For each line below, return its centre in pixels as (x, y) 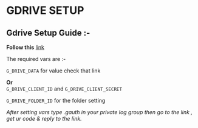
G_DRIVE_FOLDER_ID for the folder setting (56, 101)
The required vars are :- (36, 59)
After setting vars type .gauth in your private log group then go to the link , (100, 112)
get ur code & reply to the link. (44, 119)
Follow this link (25, 47)
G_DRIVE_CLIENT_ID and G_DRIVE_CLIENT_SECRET (64, 89)
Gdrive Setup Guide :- (48, 33)
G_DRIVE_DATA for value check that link (53, 71)
